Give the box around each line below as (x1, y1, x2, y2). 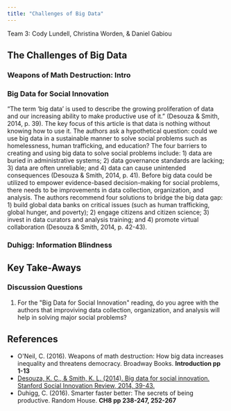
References (7, 333, 58, 345)
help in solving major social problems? (17, 313, 127, 321)
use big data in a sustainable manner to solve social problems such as (7, 134, 207, 143)
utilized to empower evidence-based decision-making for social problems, (7, 179, 220, 187)
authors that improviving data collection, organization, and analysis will (17, 305, 220, 314)
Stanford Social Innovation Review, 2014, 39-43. (17, 381, 155, 389)
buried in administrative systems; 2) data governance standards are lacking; (7, 156, 225, 165)
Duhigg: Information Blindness (7, 241, 112, 250)
